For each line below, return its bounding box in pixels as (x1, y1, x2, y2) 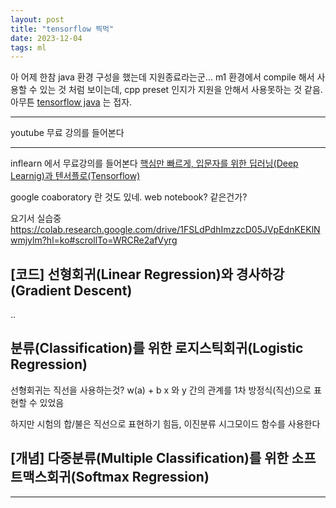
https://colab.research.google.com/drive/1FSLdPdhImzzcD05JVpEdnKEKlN (10, 224, 321, 236)
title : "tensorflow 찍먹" (10, 24, 115, 34)
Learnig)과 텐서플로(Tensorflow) (10, 170, 141, 182)
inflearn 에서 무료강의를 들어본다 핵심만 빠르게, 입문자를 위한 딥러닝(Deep (10, 157, 299, 170)
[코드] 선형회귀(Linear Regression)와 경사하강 (10, 266, 285, 283)
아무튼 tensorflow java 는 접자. (10, 96, 133, 108)
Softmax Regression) (75, 469, 210, 486)
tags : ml (10, 42, 47, 53)
